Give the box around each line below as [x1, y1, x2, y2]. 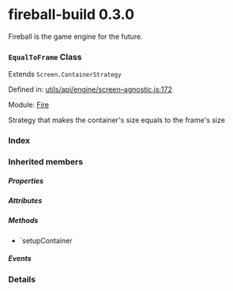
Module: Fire [8, 100, 50, 110]
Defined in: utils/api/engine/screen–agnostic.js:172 [8, 85, 172, 94]
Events [8, 254, 32, 263]
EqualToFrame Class [8, 51, 82, 62]
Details [8, 274, 36, 285]
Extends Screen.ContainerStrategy [8, 70, 122, 79]
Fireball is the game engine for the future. [8, 32, 144, 41]
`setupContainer [19, 236, 73, 245]
